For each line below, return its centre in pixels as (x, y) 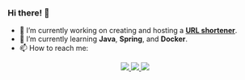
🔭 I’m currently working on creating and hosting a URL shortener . (128, 31)
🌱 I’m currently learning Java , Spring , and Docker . (103, 39)
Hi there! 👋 (29, 13)
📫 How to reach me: (54, 48)
